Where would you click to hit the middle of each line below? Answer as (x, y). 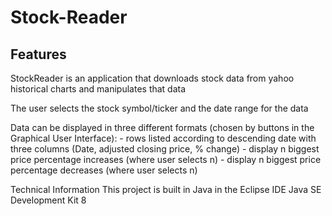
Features (38, 54)
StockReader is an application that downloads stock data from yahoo (152, 78)
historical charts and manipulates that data (98, 89)
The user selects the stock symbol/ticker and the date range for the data (159, 108)
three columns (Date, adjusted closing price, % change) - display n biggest (165, 149)
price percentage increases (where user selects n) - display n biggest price (166, 159)
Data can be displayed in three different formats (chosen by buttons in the (162, 127)
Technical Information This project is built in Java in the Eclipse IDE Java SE (166, 189)
